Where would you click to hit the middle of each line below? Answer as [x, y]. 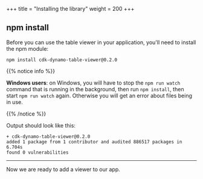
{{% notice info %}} [31, 71]
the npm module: [27, 48]
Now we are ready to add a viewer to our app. [63, 169]
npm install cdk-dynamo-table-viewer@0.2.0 [62, 60]
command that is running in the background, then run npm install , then [95, 89]
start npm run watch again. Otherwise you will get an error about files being [99, 96]
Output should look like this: [41, 125]
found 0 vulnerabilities [37, 152]
